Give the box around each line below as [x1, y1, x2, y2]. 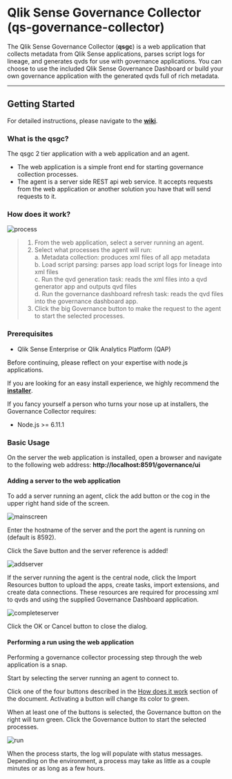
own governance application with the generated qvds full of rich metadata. [7, 71, 220, 80]
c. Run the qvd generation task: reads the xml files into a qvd [34, 275, 207, 284]
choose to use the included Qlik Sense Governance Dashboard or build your [7, 64, 224, 73]
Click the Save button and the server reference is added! [7, 547, 168, 555]
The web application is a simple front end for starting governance [17, 163, 204, 171]
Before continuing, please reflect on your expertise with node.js [7, 358, 188, 367]
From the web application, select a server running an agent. [34, 238, 204, 247]
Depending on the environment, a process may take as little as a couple [7, 757, 211, 765]
